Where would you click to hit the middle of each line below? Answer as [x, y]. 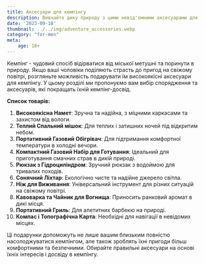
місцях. [25, 223]
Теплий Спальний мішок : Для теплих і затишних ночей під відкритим [107, 126]
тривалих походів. [39, 171]
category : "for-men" [33, 35]
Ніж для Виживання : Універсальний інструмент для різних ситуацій [105, 184]
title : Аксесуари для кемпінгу [47, 12]
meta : [14, 40]
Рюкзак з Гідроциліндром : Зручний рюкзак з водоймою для [95, 165]
